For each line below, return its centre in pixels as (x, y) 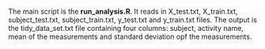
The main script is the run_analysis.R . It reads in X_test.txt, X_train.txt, (123, 11)
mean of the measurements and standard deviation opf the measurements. (130, 36)
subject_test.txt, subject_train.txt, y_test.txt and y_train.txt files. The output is (132, 20)
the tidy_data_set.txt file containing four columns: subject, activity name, (126, 28)
